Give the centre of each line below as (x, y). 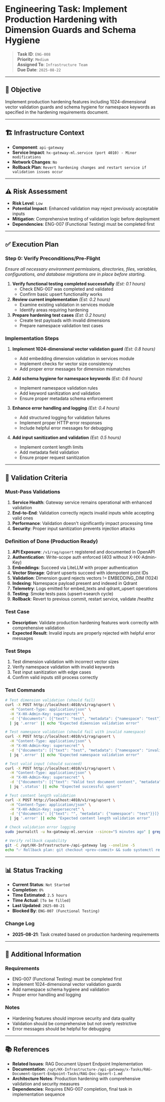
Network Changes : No (35, 162)
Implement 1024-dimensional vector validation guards (67, 984)
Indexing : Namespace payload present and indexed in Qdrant (75, 583)
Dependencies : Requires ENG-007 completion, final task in (72, 1089)
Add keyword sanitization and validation (60, 393)
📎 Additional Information (43, 955)
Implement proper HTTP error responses (61, 423)
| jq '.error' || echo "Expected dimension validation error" (74, 723)
